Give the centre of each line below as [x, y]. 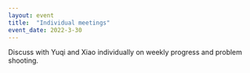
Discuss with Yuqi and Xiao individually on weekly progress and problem [125, 53]
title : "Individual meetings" [59, 23]
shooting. [24, 60]
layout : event [31, 15]
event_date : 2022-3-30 [45, 30]
